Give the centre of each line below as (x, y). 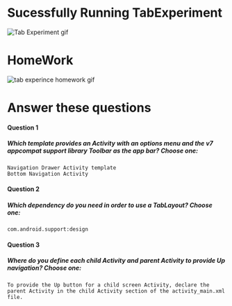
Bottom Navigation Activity (48, 174)
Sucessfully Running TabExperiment (115, 13)
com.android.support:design (48, 229)
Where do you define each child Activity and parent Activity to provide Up (116, 261)
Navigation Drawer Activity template (62, 168)
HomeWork (40, 60)
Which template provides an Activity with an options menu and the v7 (110, 144)
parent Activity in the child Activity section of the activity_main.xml (116, 291)
